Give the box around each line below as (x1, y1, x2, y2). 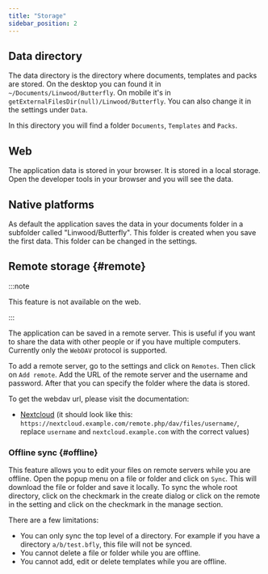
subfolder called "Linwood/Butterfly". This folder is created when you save (8, 227, 257, 237)
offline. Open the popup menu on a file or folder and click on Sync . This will (8, 474, 257, 483)
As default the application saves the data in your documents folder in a (8, 219, 244, 229)
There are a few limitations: (8, 515, 99, 525)
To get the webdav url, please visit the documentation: (8, 394, 190, 403)
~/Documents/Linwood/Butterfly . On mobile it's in (8, 88, 171, 98)
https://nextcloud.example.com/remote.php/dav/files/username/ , (19, 418, 240, 428)
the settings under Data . (8, 105, 88, 115)
